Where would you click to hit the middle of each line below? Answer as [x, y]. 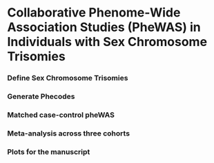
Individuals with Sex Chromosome [107, 42]
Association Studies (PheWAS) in [104, 27]
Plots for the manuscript [49, 151]
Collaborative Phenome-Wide [94, 13]
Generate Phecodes [41, 96]
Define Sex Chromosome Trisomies [68, 78]
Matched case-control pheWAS [61, 115]
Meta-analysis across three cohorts [68, 133]
